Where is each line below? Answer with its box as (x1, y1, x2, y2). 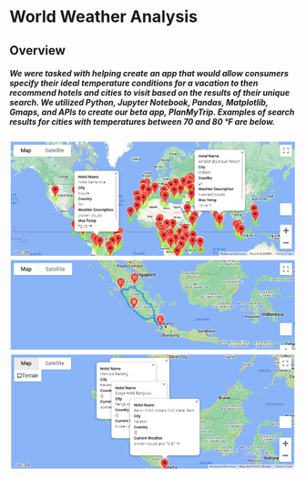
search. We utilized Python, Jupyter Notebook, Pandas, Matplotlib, (9, 97, 269, 108)
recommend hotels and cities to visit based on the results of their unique (9, 87, 290, 98)
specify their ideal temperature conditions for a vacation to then (9, 77, 259, 88)
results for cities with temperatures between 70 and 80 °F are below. (9, 117, 276, 127)
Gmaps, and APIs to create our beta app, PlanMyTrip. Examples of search (9, 107, 295, 117)
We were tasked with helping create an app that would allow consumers (9, 68, 290, 79)
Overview (9, 43, 66, 58)
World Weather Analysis (9, 6, 199, 27)
